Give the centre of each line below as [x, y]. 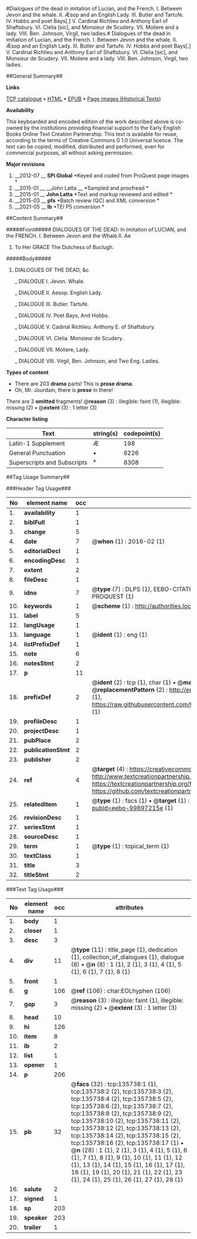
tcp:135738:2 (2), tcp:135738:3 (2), [122, 1091]
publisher [38, 759]
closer [33, 931]
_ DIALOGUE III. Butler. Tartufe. [52, 304]
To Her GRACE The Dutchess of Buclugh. [64, 247]
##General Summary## [34, 76]
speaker [36, 1218]
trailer [33, 1227]
